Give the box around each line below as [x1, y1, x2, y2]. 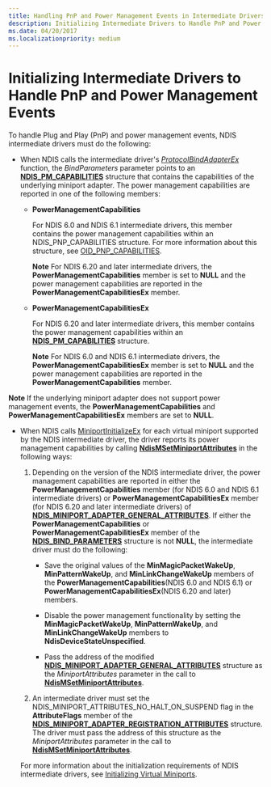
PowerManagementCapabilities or [31, 519, 150, 529]
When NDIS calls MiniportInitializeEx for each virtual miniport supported [19, 426, 259, 436]
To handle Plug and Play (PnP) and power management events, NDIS [8, 130, 236, 140]
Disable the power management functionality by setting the [44, 611, 241, 620]
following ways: [19, 452, 73, 462]
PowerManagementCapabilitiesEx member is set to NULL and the [31, 361, 255, 370]
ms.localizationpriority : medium [8, 34, 121, 43]
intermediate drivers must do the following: [8, 139, 152, 149]
